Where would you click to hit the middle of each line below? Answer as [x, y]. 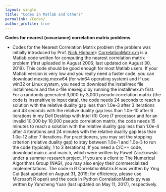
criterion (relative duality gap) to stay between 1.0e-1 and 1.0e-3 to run [84, 142]
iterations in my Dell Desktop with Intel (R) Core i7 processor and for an [85, 116]
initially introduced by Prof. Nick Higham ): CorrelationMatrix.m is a [80, 53]
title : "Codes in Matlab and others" [44, 14]
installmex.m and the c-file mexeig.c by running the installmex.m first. [83, 89]
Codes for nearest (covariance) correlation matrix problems [68, 38]
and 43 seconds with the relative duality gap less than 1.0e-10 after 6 [83, 111]
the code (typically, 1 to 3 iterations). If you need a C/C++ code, [77, 147]
